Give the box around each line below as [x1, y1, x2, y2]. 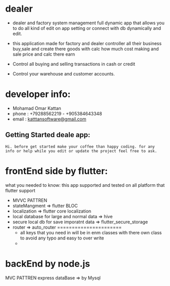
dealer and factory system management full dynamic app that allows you [12, 20, 164, 26]
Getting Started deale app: [5, 131, 91, 139]
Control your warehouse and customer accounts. [12, 70, 115, 76]
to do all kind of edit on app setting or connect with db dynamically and [12, 25, 161, 31]
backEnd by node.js [5, 258, 90, 269]
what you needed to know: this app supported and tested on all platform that [5, 182, 165, 188]
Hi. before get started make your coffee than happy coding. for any [5, 144, 155, 149]
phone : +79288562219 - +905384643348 [12, 110, 102, 116]
